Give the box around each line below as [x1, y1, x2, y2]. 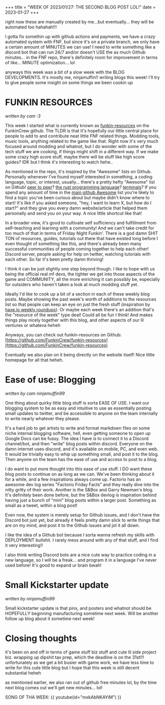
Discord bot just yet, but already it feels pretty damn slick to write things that [5, 517, 160, 523]
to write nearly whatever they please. [5, 415, 80, 421]
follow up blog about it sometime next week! [5, 616, 95, 622]
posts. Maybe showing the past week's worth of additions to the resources [5, 296, 157, 302]
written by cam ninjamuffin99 [5, 390, 65, 396]
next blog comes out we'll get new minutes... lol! [5, 684, 103, 690]
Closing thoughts [5, 633, 77, 644]
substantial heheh [5, 670, 41, 676]
